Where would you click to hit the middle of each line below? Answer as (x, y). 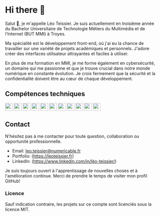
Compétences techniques (45, 94)
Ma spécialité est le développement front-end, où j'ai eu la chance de (75, 43)
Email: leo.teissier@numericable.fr (46, 151)
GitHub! (13, 181)
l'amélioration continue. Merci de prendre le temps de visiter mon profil (76, 176)
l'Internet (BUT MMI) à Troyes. (35, 34)
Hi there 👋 (25, 10)
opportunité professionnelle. (33, 141)
